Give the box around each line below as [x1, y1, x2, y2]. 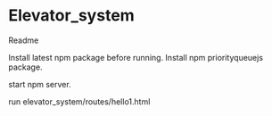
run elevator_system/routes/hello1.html [8, 95, 151, 107]
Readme [8, 35, 39, 46]
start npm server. [8, 79, 72, 89]
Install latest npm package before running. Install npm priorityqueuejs [8, 52, 264, 62]
